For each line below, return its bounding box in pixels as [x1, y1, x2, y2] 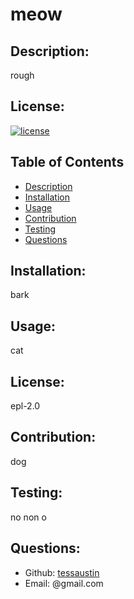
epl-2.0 [10, 400, 41, 412]
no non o [10, 511, 47, 523]
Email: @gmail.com [24, 577, 104, 589]
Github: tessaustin [24, 566, 100, 578]
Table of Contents [10, 154, 125, 171]
